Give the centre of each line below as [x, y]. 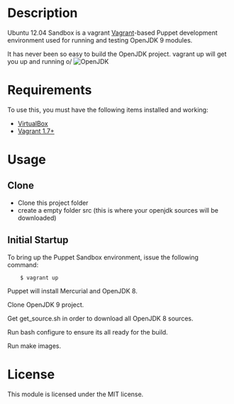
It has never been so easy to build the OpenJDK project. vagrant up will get [117, 54]
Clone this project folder [53, 203]
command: [23, 264]
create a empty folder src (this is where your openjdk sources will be [118, 210]
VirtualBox [33, 123]
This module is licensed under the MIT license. [76, 394]
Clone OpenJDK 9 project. [46, 304]
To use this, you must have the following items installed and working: [108, 110]
